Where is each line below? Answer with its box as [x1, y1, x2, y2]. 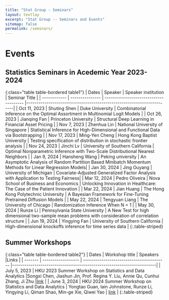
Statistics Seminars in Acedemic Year [5, 68, 126, 76]
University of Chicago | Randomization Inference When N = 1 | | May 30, [5, 202, 155, 208]
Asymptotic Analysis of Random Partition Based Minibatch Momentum [5, 159, 151, 165]
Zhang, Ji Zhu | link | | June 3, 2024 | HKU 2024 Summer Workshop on [5, 278, 152, 284]
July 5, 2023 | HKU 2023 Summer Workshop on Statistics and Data [5, 267, 145, 273]
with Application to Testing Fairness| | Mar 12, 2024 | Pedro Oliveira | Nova [5, 175, 160, 181]
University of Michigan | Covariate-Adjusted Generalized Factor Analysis [5, 170, 156, 176]
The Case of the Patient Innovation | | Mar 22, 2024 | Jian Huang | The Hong [5, 186, 164, 192]
